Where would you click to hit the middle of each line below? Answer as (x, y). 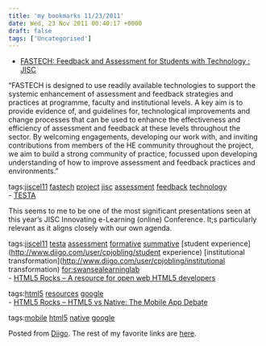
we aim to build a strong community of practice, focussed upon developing (133, 154)
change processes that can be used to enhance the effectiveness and (124, 120)
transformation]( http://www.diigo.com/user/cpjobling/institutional (117, 261)
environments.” (33, 171)
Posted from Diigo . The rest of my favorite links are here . (103, 333)
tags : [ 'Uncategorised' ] (50, 38)
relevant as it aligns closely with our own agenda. (90, 228)
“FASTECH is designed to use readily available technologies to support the (132, 85)
